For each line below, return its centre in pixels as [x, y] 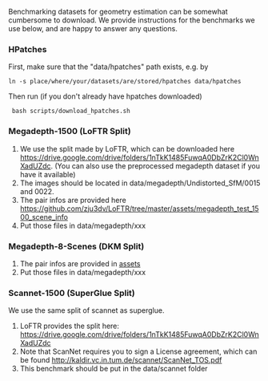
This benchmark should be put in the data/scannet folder [114, 369]
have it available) [48, 174]
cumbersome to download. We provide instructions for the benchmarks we [132, 20]
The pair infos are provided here [73, 200]
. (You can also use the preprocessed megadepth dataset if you [155, 166]
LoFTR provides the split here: [70, 326]
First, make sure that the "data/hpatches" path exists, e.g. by [108, 67]
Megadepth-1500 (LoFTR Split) [70, 132]
